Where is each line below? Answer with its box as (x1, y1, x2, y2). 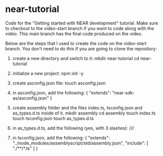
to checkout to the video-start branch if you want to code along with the (5, 25, 154, 31)
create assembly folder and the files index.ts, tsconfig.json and (12, 104, 143, 110)
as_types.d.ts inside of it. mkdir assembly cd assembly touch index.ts (12, 110, 156, 116)
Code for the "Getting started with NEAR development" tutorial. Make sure (5, 20, 158, 26)
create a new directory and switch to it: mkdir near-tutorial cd (12, 55, 139, 61)
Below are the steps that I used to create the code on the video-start (5, 40, 147, 46)
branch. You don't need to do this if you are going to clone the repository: (5, 45, 157, 51)
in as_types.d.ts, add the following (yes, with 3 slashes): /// (12, 125, 134, 131)
